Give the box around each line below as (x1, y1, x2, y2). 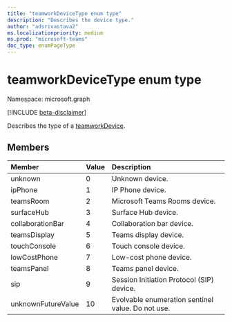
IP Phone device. (111, 184, 166, 194)
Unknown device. (111, 173, 168, 183)
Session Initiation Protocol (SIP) (111, 274, 214, 284)
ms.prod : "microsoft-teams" (7, 36, 88, 43)
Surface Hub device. (111, 207, 178, 217)
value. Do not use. (111, 303, 171, 313)
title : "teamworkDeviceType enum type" (7, 10, 122, 17)
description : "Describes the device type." (7, 17, 135, 23)
